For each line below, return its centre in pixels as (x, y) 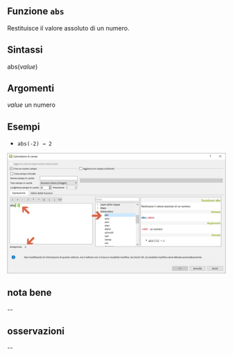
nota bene (29, 293)
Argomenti (31, 88)
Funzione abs (36, 11)
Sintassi (25, 50)
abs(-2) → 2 (34, 144)
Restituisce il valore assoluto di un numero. (68, 28)
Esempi (24, 126)
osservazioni (36, 331)
